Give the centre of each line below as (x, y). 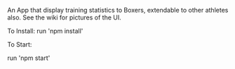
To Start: (20, 44)
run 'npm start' (29, 58)
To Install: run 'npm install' (45, 31)
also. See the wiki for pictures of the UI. (64, 17)
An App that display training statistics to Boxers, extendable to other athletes (118, 10)
